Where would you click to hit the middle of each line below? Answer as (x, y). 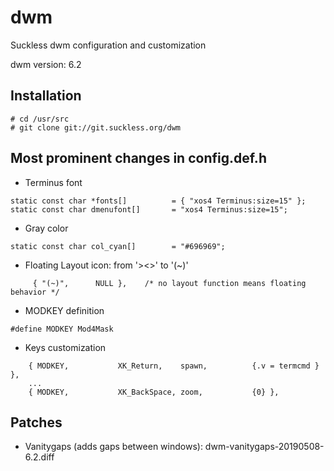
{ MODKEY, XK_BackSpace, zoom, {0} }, (154, 392)
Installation (46, 96)
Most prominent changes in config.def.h (138, 158)
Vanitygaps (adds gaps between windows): (113, 447)
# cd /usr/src (40, 119)
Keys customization (65, 347)
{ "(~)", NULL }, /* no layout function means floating (169, 283)
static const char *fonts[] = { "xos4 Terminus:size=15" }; (158, 201)
